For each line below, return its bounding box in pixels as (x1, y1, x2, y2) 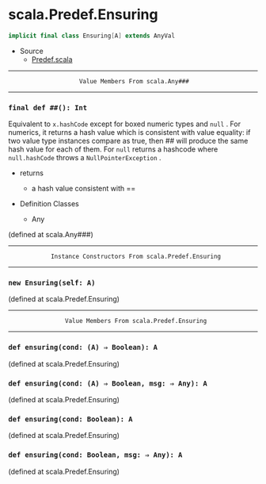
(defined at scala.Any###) (8, 230, 93, 240)
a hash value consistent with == (31, 184, 136, 194)
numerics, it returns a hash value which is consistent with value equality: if (8, 128, 251, 137)
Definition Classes (19, 199, 79, 209)
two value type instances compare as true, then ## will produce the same (8, 136, 249, 146)
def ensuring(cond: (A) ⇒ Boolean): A (8, 343, 158, 352)
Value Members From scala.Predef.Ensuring (64, 317, 207, 325)
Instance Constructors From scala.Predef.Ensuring (50, 252, 222, 261)
